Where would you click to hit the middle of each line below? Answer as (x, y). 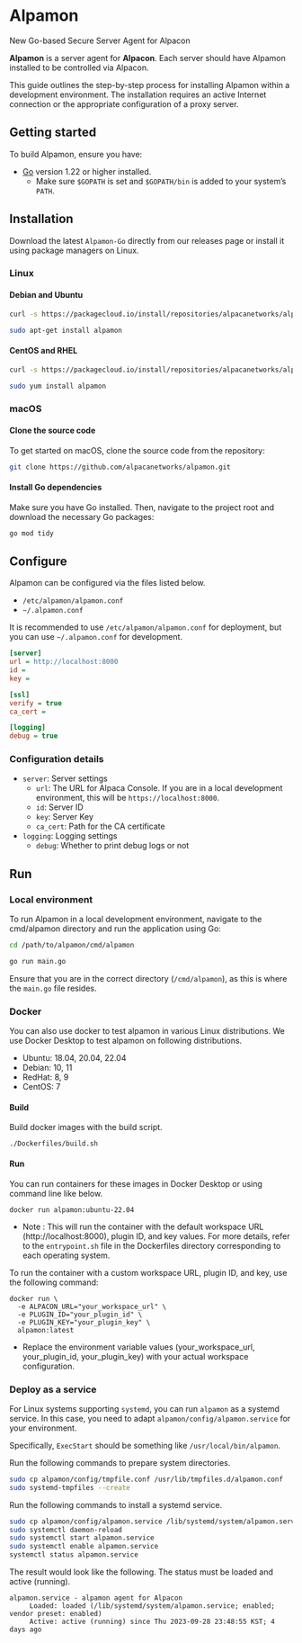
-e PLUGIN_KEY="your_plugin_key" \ (84, 1322)
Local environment (51, 899)
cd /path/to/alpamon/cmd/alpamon (72, 946)
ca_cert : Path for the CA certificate (100, 826)
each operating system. (66, 1255)
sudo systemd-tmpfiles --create (70, 1487)
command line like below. (56, 1193)
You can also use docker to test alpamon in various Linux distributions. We (147, 1031)
